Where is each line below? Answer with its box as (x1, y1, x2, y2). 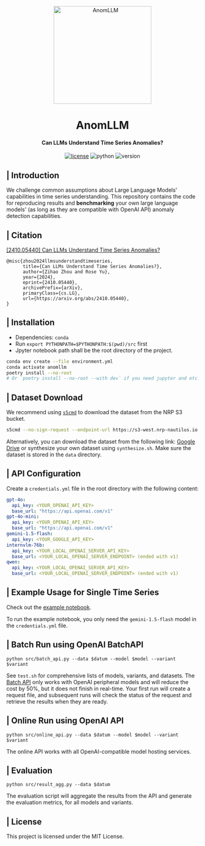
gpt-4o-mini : (6, 514, 40, 520)
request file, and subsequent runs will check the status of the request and (6, 691, 192, 699)
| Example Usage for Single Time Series (6, 587, 160, 598)
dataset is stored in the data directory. (6, 451, 102, 458)
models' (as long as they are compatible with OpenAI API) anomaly (6, 206, 174, 213)
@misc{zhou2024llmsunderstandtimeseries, (6, 258, 113, 264)
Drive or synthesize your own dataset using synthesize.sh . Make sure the (6, 445, 192, 452)
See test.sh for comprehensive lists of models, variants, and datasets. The (6, 672, 195, 679)
